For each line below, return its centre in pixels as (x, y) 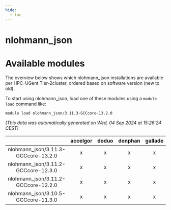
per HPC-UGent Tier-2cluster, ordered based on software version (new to (82, 83)
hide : (11, 10)
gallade (154, 141)
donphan (129, 141)
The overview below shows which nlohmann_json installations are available (84, 78)
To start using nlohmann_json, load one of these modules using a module (81, 98)
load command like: (26, 104)
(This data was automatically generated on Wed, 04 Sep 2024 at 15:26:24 (83, 123)
